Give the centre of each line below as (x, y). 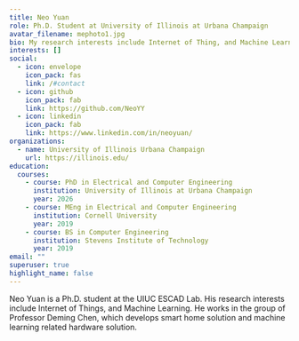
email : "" (28, 257)
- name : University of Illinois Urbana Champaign (111, 149)
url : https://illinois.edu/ (77, 158)
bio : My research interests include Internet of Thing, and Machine (139, 42)
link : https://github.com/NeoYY (85, 108)
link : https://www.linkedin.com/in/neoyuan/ (109, 133)
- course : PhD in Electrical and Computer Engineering (129, 183)
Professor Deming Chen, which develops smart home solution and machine (148, 317)
